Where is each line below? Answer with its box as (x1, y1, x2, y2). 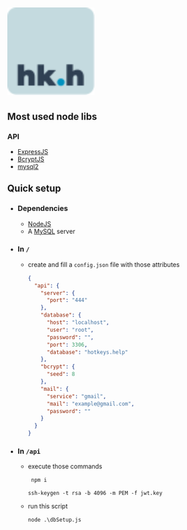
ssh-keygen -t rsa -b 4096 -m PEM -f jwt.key (27, 490, 163, 497)
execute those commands (27, 462, 103, 470)
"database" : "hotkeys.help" (46, 349, 128, 356)
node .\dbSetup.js (27, 517, 82, 524)
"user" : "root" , (46, 326, 94, 333)
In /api (17, 447, 40, 456)
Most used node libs (7, 111, 98, 123)
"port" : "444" (46, 297, 88, 304)
